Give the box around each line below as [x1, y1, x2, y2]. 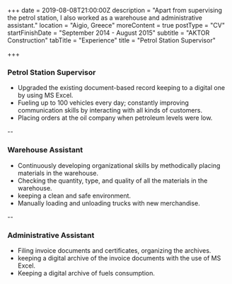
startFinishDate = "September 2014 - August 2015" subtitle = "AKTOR [7, 28, 210, 37]
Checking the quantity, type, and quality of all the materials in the [17, 176, 208, 185]
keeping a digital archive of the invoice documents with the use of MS [17, 254, 221, 262]
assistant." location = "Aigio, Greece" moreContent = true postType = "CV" [7, 21, 225, 29]
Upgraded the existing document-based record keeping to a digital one [17, 84, 225, 92]
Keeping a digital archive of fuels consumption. [17, 268, 156, 277]
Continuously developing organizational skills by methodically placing [17, 161, 221, 169]
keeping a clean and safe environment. [17, 191, 132, 200]
